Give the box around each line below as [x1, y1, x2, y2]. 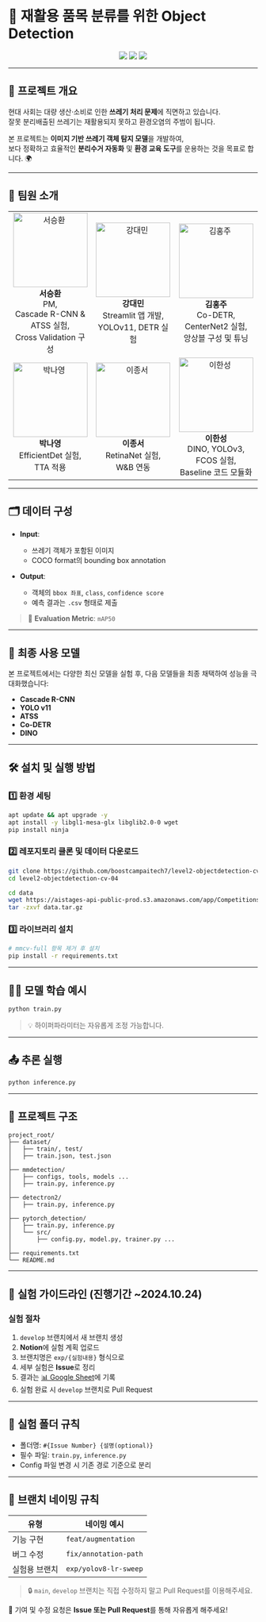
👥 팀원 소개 [8, 189, 59, 202]
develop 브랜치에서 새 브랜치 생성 [19, 1333, 123, 1343]
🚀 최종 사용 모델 [8, 646, 81, 660]
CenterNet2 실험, [184, 321, 248, 332]
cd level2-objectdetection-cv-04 [8, 874, 119, 882]
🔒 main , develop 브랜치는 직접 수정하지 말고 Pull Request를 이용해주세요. [27, 1585, 253, 1595]
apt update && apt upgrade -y [8, 811, 108, 819]
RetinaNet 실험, [105, 449, 161, 460]
